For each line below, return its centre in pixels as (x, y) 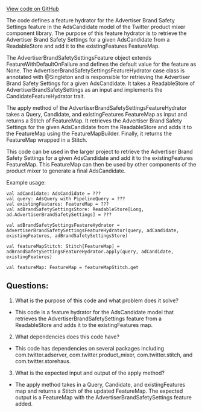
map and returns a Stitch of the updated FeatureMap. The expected (99, 391)
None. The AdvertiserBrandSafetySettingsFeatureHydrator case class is (96, 71)
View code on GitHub (33, 9)
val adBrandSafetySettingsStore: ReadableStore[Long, (75, 209)
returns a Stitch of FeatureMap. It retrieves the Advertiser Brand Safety (94, 121)
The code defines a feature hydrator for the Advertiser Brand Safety (90, 20)
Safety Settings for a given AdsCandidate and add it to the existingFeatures (99, 158)
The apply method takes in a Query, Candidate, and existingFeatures (100, 384)
